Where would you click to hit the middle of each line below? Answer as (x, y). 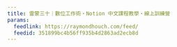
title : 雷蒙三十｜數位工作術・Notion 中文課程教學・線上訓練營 (89, 13)
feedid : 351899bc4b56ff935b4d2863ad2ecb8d (76, 33)
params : (18, 20)
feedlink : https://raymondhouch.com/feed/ (76, 26)
